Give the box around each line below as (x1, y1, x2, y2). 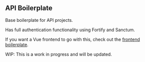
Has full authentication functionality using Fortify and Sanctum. (5, 27, 135, 33)
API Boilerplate (5, 4, 52, 12)
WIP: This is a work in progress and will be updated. (5, 51, 112, 57)
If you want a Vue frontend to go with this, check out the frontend (5, 36, 140, 42)
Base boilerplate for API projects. (5, 17, 73, 23)
